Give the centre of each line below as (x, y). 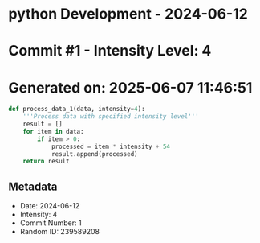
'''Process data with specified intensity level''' (111, 117)
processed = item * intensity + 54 (111, 146)
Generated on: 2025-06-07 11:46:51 (130, 87)
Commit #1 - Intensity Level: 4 (110, 51)
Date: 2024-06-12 (50, 206)
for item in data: (53, 131)
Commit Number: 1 (51, 223)
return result (46, 162)
